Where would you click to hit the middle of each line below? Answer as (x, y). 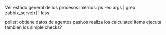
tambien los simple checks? (34, 27)
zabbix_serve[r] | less (27, 13)
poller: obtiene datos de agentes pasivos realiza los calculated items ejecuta (83, 22)
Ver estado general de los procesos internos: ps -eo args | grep (70, 8)
